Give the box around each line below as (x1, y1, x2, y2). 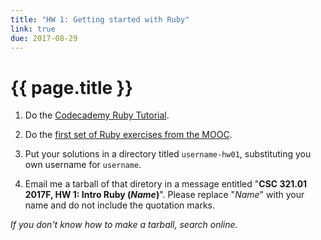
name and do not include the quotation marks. (24, 199, 216, 211)
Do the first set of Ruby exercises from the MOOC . (24, 129, 233, 141)
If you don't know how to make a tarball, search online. (10, 219, 238, 231)
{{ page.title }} (10, 76, 134, 99)
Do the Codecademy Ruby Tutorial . (24, 109, 170, 121)
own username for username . (24, 159, 142, 171)
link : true (10, 24, 56, 34)
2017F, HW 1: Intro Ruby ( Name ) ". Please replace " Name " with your (24, 189, 305, 201)
